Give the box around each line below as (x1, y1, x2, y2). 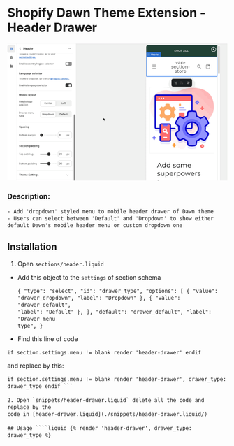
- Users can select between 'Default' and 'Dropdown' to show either (7, 215, 214, 222)
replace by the (7, 403, 52, 410)
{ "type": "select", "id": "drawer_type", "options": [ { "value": (17, 287, 218, 294)
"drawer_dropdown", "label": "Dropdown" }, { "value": (17, 294, 181, 301)
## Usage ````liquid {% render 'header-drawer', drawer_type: (7, 424, 192, 431)
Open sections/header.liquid (17, 259, 104, 268)
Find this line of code (17, 334, 78, 343)
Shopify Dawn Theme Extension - (7, 5, 206, 21)
